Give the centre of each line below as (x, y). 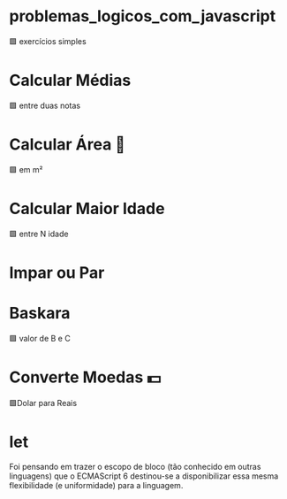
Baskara (40, 314)
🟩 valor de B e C (40, 338)
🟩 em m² (26, 169)
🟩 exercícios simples (48, 41)
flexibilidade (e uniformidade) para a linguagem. (96, 485)
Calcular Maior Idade (87, 209)
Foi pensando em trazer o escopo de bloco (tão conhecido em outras (135, 466)
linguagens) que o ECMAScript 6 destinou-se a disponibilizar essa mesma (144, 476)
